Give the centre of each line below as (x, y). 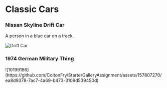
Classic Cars (32, 9)
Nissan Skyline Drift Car (35, 25)
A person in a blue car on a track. (40, 36)
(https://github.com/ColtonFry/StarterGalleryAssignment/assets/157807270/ (83, 75)
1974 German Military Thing (40, 59)
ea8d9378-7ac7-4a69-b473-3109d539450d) (52, 80)
